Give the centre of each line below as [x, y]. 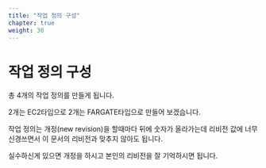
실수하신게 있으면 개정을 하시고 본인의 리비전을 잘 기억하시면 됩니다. [113, 156]
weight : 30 [26, 30]
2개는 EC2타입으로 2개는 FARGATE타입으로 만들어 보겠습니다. [104, 113]
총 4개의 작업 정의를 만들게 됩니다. [62, 95]
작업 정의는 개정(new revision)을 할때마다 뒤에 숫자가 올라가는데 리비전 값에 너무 [133, 129]
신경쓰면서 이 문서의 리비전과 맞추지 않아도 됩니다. [86, 139]
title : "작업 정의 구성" [44, 15]
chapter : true [32, 23]
